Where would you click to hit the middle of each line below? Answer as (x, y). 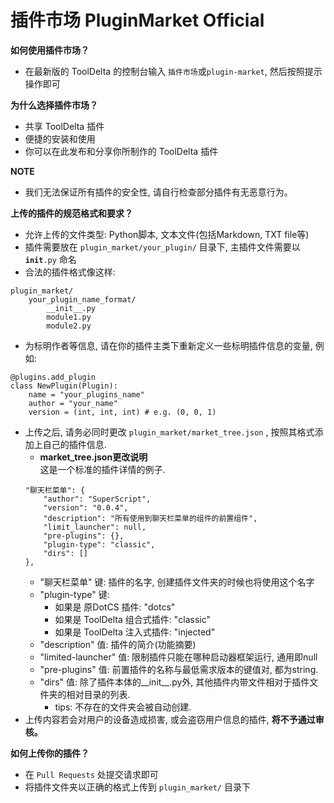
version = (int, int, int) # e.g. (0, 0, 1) (122, 412)
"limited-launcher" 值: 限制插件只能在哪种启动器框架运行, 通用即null (178, 657)
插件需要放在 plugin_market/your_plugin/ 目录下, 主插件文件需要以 (162, 247)
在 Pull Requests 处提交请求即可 (91, 774)
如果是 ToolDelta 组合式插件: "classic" (132, 619)
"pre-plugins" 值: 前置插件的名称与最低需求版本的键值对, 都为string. (179, 669)
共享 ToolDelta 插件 (64, 126)
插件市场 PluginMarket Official (137, 20)
